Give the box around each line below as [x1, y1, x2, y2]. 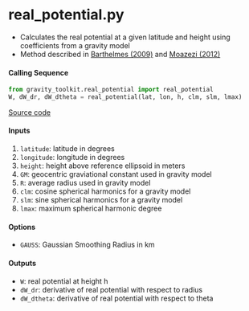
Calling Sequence [8, 68, 69, 77]
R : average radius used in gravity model [19, 178, 151, 188]
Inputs [8, 126, 31, 136]
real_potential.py [8, 6, 124, 24]
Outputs [8, 258, 37, 268]
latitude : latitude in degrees [19, 144, 115, 153]
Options [8, 222, 36, 231]
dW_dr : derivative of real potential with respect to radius [19, 284, 203, 294]
